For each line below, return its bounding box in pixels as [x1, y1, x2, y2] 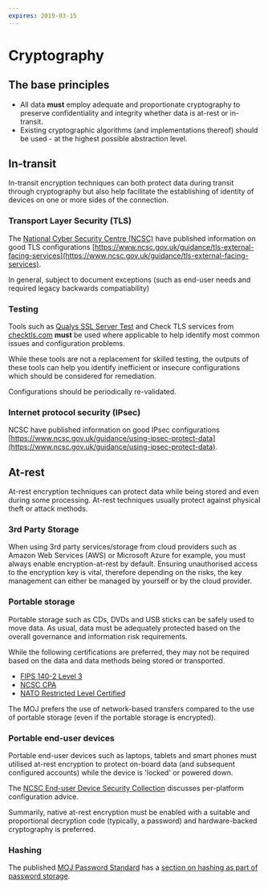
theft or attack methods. [8, 504, 88, 514]
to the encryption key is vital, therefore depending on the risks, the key [8, 568, 242, 577]
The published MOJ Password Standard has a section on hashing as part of [8, 862, 258, 872]
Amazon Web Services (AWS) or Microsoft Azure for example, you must [8, 551, 246, 561]
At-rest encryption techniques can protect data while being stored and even [8, 487, 259, 496]
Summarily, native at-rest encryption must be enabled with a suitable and [8, 808, 250, 818]
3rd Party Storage [8, 524, 79, 535]
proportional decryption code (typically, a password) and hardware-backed [8, 816, 258, 826]
